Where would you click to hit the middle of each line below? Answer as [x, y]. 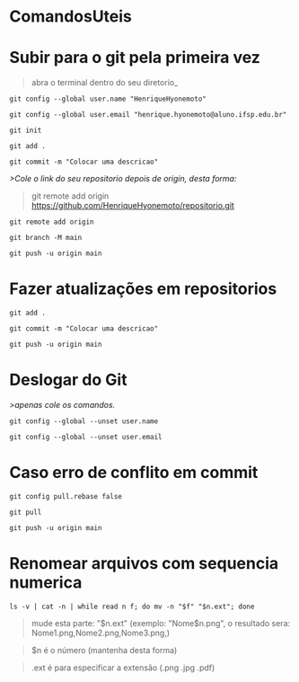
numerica [46, 583]
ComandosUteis [71, 17]
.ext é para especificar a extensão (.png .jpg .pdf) [123, 668]
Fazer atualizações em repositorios [143, 289]
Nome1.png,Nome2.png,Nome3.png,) [101, 633]
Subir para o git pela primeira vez [135, 58]
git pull [26, 512]
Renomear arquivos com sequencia [144, 564]
